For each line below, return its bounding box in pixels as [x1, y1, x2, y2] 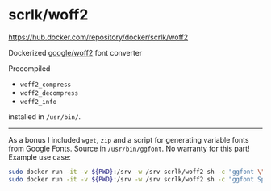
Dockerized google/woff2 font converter [8, 48, 143, 57]
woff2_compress [19, 81, 72, 89]
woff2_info [19, 98, 57, 106]
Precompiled [8, 63, 51, 73]
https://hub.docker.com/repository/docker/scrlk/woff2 [8, 32, 188, 42]
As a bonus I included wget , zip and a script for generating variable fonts [8, 135, 249, 144]
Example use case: [8, 152, 71, 162]
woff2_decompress [19, 89, 79, 98]
